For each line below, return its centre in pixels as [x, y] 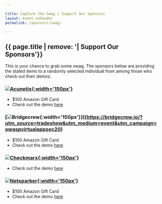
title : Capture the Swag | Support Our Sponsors [55, 14]
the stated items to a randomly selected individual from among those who [79, 71]
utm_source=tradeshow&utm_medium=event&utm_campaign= [81, 123]
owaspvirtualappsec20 [33, 129]
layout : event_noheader [29, 18]
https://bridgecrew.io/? [115, 117]
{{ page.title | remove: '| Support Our [62, 47]
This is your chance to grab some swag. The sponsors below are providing [80, 66]
